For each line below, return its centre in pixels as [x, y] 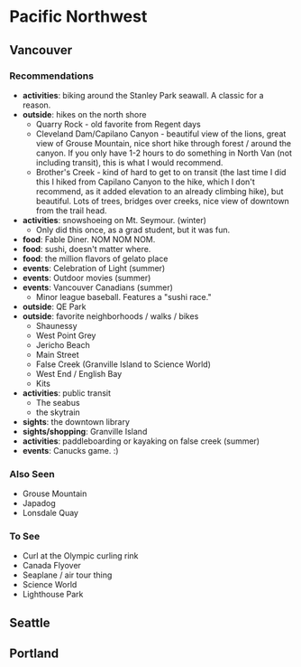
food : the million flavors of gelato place [95, 258]
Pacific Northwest [78, 17]
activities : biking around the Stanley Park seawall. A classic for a [143, 95]
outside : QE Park [54, 306]
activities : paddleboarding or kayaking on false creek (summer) [141, 441]
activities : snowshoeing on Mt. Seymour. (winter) [114, 220]
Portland [34, 654]
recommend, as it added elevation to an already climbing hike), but [160, 191]
